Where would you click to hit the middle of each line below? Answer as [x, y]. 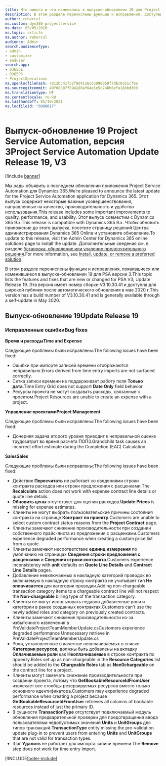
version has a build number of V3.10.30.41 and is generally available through [83, 295]
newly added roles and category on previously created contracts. [79, 612]
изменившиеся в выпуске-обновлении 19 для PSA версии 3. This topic [79, 274]
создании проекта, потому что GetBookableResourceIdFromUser [81, 680]
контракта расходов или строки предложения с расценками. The [81, 486]
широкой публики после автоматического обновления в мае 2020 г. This [82, 289]
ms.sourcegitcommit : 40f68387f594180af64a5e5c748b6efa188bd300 [72, 88]
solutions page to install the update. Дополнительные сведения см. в [77, 243]
